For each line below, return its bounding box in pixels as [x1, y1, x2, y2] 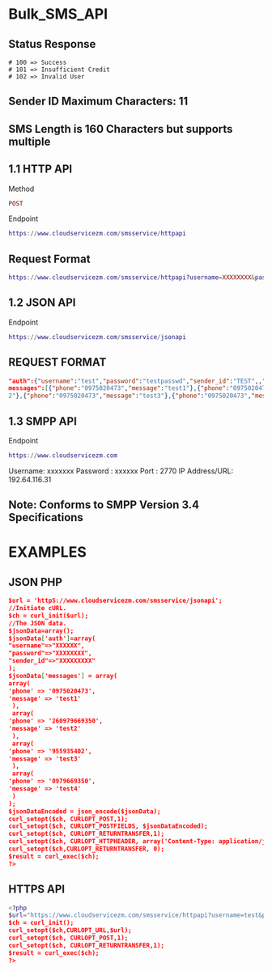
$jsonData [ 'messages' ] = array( [8, 672, 117, 680]
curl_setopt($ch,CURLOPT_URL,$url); [8, 926, 132, 935]
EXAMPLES [8, 543, 87, 562]
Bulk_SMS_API [8, 5, 108, 23]
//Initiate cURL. [8, 604, 67, 613]
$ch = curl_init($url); [8, 612, 89, 620]
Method [8, 184, 35, 193]
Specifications [8, 511, 83, 524]
